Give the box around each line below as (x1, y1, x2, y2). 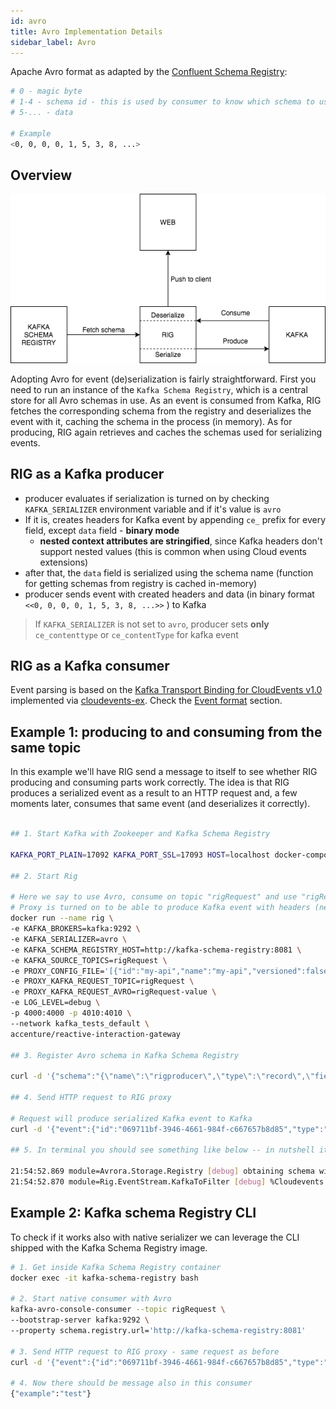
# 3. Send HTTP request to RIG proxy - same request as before (10, 1346, 280, 1357)
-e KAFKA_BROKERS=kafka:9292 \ (10, 924, 141, 934)
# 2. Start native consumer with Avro (10, 1294, 172, 1304)
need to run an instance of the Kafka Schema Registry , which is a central (10, 383, 308, 395)
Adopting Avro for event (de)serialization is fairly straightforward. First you (10, 373, 317, 385)
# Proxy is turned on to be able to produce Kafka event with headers (10, 903, 311, 913)
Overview (10, 167, 73, 184)
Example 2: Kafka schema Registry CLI (10, 1205, 257, 1222)
